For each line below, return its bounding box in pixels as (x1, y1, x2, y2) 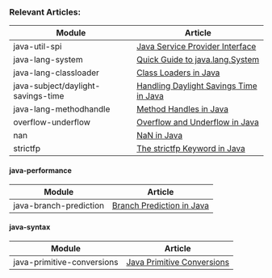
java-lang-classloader (13, 67, 100, 78)
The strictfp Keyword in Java (136, 143, 245, 154)
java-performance (9, 165, 72, 175)
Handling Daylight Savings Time (136, 80, 257, 91)
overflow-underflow (13, 116, 91, 128)
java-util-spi (13, 41, 62, 53)
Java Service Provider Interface (136, 41, 257, 53)
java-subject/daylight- (13, 80, 101, 91)
